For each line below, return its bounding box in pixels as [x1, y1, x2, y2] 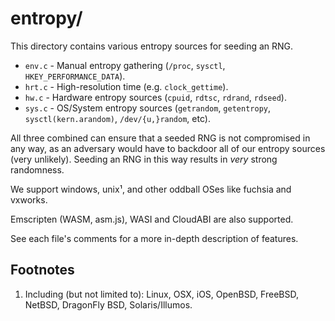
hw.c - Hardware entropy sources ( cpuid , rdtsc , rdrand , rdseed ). [24, 91, 287, 103]
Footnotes [10, 262, 75, 279]
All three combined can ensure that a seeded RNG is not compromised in [10, 132, 311, 144]
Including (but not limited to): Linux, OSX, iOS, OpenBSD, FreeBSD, [24, 288, 300, 300]
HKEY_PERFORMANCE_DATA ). [24, 70, 126, 82]
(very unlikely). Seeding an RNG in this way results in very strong [10, 153, 278, 165]
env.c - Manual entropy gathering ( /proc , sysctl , [24, 59, 226, 71]
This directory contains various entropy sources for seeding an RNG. [10, 40, 294, 52]
